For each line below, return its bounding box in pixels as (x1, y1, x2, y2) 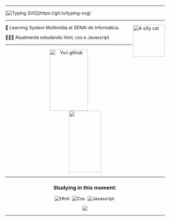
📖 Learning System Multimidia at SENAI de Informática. (5, 25, 120, 30)
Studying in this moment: (53, 184, 117, 191)
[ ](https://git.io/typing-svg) (5, 10, 91, 16)
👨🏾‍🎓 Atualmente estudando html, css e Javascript (5, 34, 110, 40)
